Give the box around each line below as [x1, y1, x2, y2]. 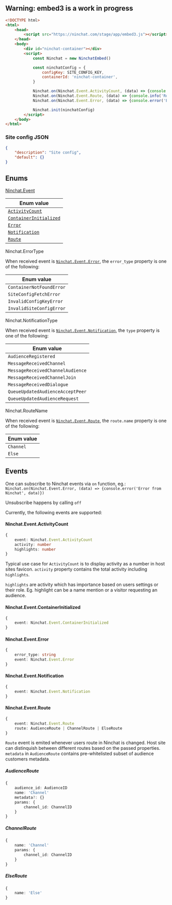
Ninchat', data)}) [5, 490, 45, 496]
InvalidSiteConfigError [8, 305, 66, 311]
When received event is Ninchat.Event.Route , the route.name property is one [5, 417, 167, 424]
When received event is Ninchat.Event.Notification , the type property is [5, 327, 160, 333]
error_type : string [14, 653, 56, 658]
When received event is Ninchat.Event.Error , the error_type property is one [5, 258, 167, 264]
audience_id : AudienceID [14, 786, 68, 791]
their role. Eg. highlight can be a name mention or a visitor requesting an [5, 587, 158, 593]
